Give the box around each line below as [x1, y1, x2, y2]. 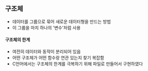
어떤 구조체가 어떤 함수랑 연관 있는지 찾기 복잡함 [12, 55, 104, 61]
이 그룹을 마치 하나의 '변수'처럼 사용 [12, 24, 81, 30]
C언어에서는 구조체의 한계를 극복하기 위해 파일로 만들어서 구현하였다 [12, 61, 143, 67]
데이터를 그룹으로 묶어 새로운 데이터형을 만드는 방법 [12, 19, 111, 24]
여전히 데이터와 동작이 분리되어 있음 [12, 48, 81, 55]
